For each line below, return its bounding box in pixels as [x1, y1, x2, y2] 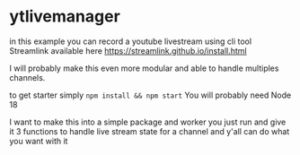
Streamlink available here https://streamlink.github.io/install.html [9, 45, 247, 56]
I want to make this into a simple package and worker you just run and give [9, 116, 287, 127]
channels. [9, 72, 46, 82]
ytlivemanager [9, 6, 121, 27]
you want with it [9, 135, 68, 146]
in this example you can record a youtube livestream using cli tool [9, 36, 252, 47]
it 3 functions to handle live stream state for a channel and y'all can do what [9, 125, 290, 136]
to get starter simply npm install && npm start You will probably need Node [9, 90, 292, 100]
